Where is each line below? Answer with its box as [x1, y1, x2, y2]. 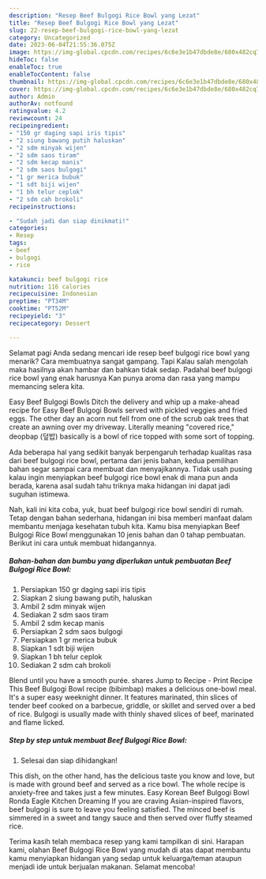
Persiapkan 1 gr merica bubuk [20, 635, 118, 644]
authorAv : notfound [9, 100, 73, 108]
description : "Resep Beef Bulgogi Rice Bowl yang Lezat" [9, 11, 200, 20]
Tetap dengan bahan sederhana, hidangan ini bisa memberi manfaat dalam [9, 513, 253, 522]
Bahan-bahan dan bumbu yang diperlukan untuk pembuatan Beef [9, 556, 232, 566]
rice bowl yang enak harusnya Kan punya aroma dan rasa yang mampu [9, 373, 240, 383]
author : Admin [9, 92, 56, 100]
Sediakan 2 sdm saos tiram [20, 609, 109, 619]
